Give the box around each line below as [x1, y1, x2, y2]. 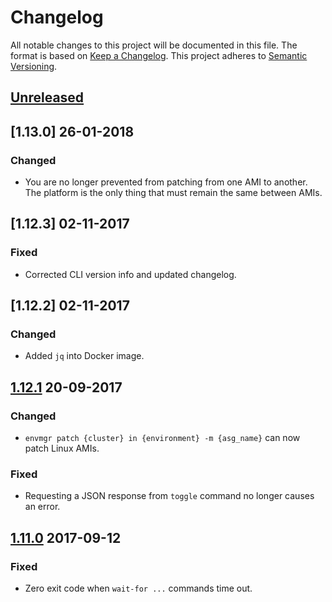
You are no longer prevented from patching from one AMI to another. [24, 176, 308, 188]
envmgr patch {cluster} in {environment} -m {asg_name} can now [24, 432, 301, 444]
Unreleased [10, 89, 85, 106]
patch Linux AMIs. [24, 442, 100, 455]
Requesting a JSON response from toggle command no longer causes [24, 490, 315, 502]
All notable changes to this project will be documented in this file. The [10, 39, 298, 51]
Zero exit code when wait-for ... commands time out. [24, 582, 253, 595]
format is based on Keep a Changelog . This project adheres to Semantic [10, 49, 308, 61]
